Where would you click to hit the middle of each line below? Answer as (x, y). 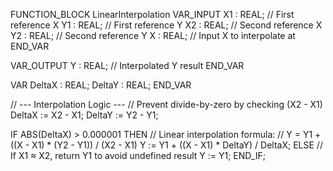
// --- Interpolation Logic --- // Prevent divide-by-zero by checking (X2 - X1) (166, 104)
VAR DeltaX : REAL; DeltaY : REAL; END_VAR (101, 85)
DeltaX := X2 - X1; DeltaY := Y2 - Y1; (84, 115)
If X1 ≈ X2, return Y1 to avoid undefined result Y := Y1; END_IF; (138, 155)
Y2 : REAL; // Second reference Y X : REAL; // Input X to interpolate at (153, 35)
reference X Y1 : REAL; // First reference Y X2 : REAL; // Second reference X (166, 25)
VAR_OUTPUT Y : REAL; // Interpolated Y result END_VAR (127, 65)
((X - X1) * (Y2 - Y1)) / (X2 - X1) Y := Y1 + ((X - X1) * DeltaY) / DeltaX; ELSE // (166, 145)
